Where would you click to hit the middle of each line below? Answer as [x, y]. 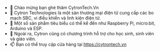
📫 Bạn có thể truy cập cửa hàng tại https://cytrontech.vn [68, 44]
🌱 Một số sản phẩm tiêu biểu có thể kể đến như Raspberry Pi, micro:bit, [82, 23]
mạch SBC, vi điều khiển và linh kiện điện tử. [55, 18]
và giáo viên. [23, 39]
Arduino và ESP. [26, 28]
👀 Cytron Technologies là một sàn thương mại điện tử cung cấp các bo [82, 13]
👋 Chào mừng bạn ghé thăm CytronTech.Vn [54, 8]
